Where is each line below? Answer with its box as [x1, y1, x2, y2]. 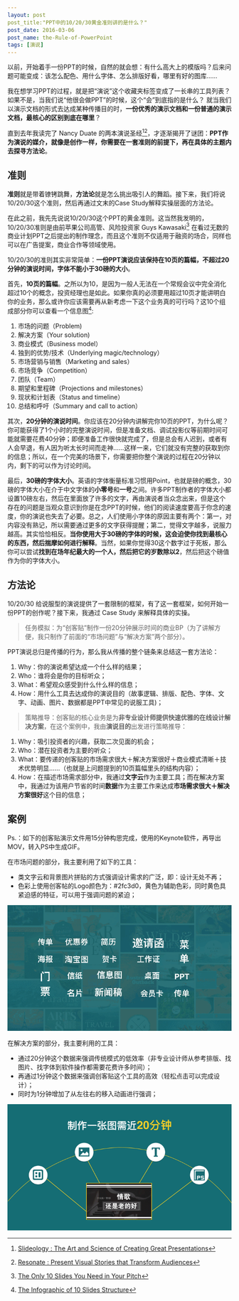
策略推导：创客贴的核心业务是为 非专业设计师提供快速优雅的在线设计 [24, 713, 225, 722]
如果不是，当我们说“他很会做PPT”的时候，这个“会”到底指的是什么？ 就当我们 [7, 96, 232, 105]
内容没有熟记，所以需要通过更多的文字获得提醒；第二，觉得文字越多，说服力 [7, 520, 232, 529]
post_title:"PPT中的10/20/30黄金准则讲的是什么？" [7, 18, 148, 26]
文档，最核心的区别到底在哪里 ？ [7, 114, 101, 122]
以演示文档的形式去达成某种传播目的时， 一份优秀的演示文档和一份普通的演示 [7, 105, 232, 113]
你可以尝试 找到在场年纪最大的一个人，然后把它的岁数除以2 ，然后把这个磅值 [7, 547, 230, 556]
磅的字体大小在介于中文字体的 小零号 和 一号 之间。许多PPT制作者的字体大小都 [7, 485, 231, 493]
